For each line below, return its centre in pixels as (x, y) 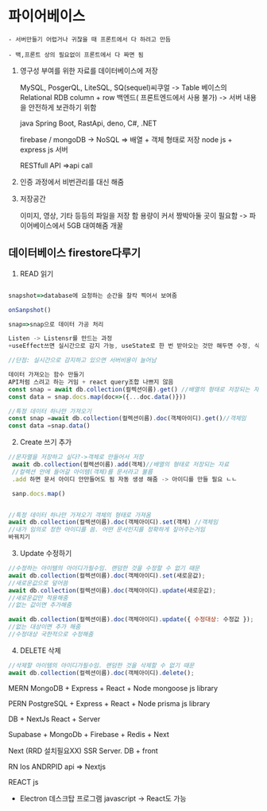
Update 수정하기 (46, 553)
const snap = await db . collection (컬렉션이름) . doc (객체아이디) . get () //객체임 (127, 419)
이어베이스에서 (42, 225)
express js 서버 (44, 149)
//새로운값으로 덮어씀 (38, 583)
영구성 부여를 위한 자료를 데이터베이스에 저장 (89, 70)
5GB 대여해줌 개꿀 (95, 225)
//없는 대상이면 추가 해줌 (44, 627)
